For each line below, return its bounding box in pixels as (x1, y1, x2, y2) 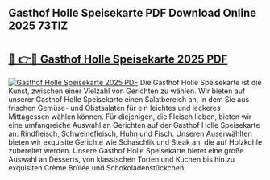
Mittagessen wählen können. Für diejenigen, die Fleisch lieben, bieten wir (8, 112, 252, 121)
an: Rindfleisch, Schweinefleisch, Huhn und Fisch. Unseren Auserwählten (8, 129, 252, 138)
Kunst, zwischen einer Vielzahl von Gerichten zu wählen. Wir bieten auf (8, 86, 246, 96)
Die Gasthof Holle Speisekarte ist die (139, 78, 262, 87)
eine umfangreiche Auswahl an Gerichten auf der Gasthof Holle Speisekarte (8, 121, 260, 129)
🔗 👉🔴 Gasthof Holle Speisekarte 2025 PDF (8, 52, 228, 66)
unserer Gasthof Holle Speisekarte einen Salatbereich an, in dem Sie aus (8, 95, 250, 104)
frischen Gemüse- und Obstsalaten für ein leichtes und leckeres (8, 104, 221, 112)
